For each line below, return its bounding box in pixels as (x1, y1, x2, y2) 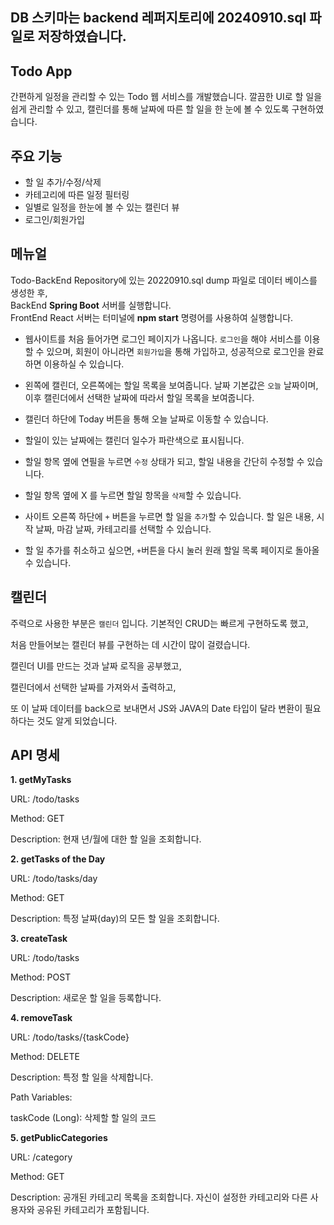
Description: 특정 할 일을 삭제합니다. (10, 1071, 154, 1083)
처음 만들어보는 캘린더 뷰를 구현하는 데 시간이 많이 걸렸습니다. (10, 638, 251, 650)
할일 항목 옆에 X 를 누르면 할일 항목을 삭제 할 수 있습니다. (24, 489, 242, 501)
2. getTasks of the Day (10, 853, 106, 865)
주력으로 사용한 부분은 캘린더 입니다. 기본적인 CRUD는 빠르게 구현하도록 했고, (10, 617, 309, 629)
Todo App (10, 63, 73, 80)
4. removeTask (10, 1012, 73, 1024)
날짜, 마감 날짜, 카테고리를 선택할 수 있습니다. (35, 523, 212, 535)
